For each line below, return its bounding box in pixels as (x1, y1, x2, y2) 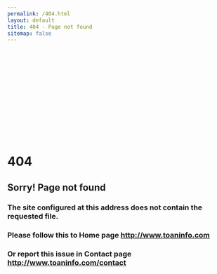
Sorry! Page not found (7, 181, 106, 193)
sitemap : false (7, 29, 52, 37)
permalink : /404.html (7, 10, 71, 18)
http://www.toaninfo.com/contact (7, 257, 126, 267)
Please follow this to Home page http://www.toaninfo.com (7, 230, 211, 240)
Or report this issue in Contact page (7, 249, 132, 259)
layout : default (7, 17, 55, 24)
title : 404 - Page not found (7, 23, 93, 30)
